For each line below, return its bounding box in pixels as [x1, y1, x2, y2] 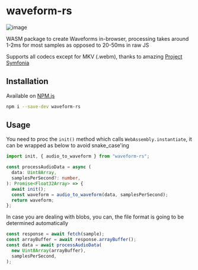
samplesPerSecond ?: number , [11, 175, 81, 181]
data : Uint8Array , [11, 170, 58, 176]
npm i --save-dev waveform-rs [6, 104, 81, 110]
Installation [6, 76, 49, 86]
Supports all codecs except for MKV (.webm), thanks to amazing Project [6, 53, 183, 60]
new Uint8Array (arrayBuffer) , [11, 247, 86, 253]
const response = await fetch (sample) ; [6, 231, 105, 237]
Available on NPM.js [6, 92, 55, 99]
